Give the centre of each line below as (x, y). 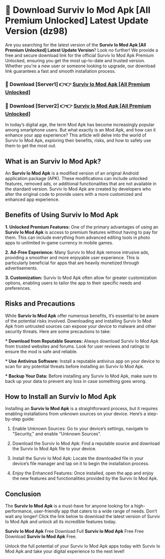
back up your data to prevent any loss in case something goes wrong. (76, 381)
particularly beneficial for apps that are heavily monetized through (72, 263)
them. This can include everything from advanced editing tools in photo (78, 237)
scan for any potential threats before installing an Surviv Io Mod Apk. (75, 366)
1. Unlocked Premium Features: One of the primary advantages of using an (82, 227)
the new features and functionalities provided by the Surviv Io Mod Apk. (85, 478)
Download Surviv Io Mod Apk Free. (41, 537)
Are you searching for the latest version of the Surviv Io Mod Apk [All (76, 45)
